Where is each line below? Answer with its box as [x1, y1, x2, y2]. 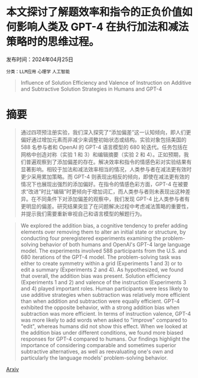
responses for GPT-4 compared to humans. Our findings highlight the [20, 335, 190, 342]
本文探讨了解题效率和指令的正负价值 [6, 5, 183, 19]
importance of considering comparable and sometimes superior [20, 341, 176, 348]
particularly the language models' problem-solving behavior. [20, 354, 168, 361]
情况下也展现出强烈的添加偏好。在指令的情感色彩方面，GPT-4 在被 [20, 180, 183, 187]
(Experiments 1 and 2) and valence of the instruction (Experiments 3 [20, 278, 187, 286]
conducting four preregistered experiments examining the [20, 235, 161, 242]
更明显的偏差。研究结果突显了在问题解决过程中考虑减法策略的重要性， [20, 203, 192, 210]
